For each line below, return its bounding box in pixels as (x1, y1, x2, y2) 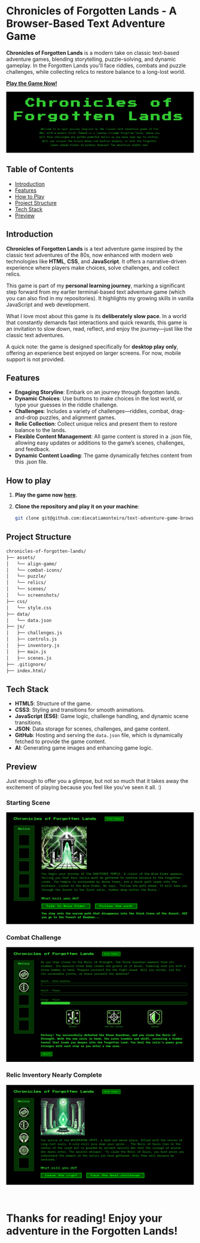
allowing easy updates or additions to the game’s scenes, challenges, (14, 439, 185, 446)
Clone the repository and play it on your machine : (14, 503, 140, 510)
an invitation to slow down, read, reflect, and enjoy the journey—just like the (6, 325, 192, 332)
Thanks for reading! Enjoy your (6, 1211, 162, 1225)
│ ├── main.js (6, 648, 46, 655)
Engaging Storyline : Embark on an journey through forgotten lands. (14, 389, 182, 396)
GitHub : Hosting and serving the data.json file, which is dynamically (14, 732, 183, 739)
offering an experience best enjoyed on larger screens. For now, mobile (6, 349, 182, 356)
